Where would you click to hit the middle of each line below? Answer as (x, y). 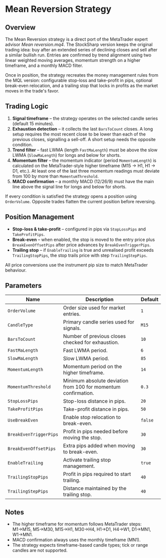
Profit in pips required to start (97, 474)
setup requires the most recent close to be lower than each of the (79, 134)
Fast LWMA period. (85, 351)
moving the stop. (83, 438)
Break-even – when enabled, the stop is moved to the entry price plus (83, 239)
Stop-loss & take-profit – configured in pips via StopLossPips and (79, 229)
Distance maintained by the (95, 488)
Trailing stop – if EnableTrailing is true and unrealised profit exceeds (83, 250)
